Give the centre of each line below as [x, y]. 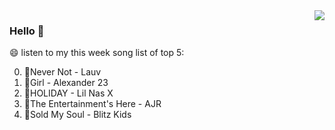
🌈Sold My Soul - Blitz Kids [77, 115]
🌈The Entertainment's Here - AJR [92, 104]
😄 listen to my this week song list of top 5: [97, 53]
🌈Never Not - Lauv [62, 72]
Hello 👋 [27, 31]
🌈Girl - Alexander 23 [66, 83]
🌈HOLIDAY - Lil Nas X [68, 93]
